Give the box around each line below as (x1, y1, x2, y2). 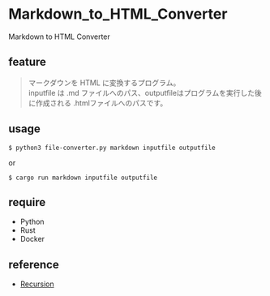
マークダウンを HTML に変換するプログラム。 (28, 78, 181, 88)
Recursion (19, 279, 54, 289)
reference (8, 257, 59, 272)
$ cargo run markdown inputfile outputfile (8, 174, 158, 182)
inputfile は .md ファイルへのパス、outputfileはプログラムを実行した (28, 88, 255, 97)
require (8, 195, 46, 209)
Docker (19, 234, 45, 244)
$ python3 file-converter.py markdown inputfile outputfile (8, 144, 216, 152)
